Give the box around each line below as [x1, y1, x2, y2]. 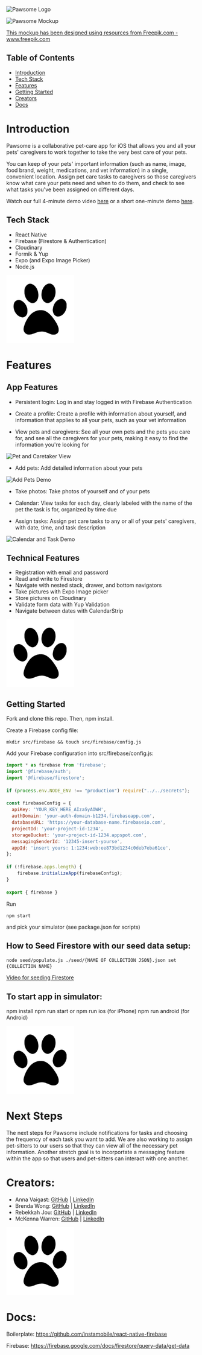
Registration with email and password [14, 569, 109, 576]
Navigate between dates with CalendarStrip [14, 607, 124, 614]
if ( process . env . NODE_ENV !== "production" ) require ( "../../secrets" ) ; [6, 788, 190, 794]
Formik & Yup [14, 250, 49, 257]
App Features [6, 382, 58, 393]
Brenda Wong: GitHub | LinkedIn [14, 1202, 95, 1210]
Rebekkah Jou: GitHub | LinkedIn [14, 1209, 97, 1216]
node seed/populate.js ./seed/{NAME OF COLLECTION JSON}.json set [6, 958, 177, 964]
